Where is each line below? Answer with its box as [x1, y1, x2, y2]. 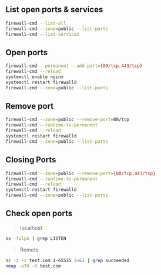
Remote [19, 246, 39, 253]
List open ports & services [5, 5, 103, 15]
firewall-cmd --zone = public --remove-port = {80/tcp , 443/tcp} [5, 170, 156, 176]
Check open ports [5, 209, 73, 219]
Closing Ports [5, 155, 56, 165]
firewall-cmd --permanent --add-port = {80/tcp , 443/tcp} [5, 63, 143, 69]
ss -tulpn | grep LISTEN [5, 235, 66, 242]
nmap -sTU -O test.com [5, 263, 61, 269]
